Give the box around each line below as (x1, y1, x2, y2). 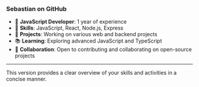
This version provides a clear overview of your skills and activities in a (6, 69, 177, 76)
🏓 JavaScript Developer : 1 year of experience (14, 18, 127, 25)
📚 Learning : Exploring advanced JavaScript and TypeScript (14, 37, 162, 44)
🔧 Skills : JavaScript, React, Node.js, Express (14, 24, 124, 31)
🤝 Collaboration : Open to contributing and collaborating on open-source (14, 46, 192, 53)
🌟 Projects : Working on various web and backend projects (14, 31, 158, 38)
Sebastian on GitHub (6, 5, 67, 13)
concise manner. (6, 76, 47, 83)
